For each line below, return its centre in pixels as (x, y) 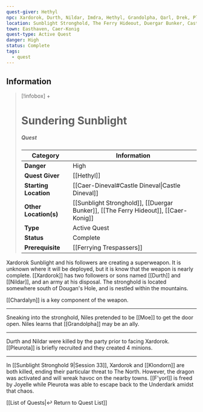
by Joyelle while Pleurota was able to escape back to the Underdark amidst (100, 384)
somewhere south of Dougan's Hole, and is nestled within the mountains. (97, 288)
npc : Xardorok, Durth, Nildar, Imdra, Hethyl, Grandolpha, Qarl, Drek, (98, 18)
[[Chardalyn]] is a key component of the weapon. (67, 300)
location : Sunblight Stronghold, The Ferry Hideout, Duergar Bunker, (96, 23)
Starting (36, 185)
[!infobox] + (36, 96)
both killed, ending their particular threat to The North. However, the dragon (100, 371)
